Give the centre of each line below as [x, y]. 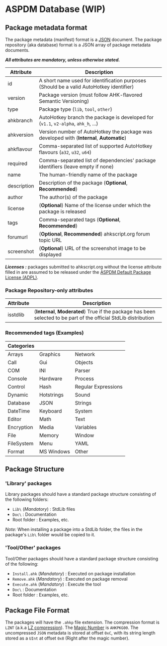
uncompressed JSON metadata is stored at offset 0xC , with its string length [80, 633]
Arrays [15, 354]
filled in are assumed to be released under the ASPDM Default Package [78, 272]
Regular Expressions [99, 387]
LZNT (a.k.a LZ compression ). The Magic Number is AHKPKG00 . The [72, 628]
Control [16, 387]
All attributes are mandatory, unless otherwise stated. [63, 60]
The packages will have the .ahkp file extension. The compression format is [83, 623]
